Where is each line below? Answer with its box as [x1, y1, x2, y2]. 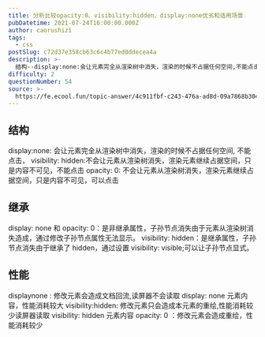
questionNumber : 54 [8, 77, 73, 85]
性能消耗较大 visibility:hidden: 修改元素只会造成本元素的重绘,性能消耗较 [21, 301, 254, 310]
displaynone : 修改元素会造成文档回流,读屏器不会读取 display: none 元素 [8, 290, 241, 300]
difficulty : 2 [8, 70, 55, 78]
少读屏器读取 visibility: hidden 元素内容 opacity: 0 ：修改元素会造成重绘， [8, 310, 247, 320]
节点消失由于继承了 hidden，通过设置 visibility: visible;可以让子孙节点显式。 [8, 242, 254, 253]
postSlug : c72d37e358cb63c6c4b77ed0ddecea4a [8, 48, 157, 56]
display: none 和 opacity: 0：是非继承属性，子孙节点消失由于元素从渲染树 [8, 223, 247, 233]
